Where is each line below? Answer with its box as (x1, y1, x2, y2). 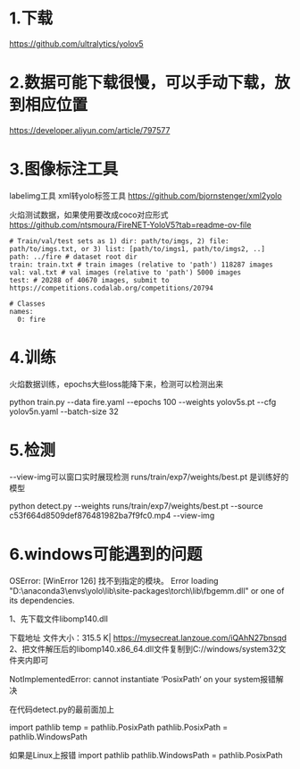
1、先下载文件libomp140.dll (9, 613, 109, 624)
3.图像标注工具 (9, 159, 119, 180)
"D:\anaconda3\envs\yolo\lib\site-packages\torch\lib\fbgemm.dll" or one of (9, 585, 285, 596)
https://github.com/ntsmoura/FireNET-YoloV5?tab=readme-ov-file (9, 219, 252, 230)
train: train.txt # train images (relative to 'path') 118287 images (9, 260, 274, 269)
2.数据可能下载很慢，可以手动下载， (9, 72, 275, 93)
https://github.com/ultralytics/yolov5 (9, 38, 145, 49)
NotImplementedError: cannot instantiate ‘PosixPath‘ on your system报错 (9, 673, 277, 684)
